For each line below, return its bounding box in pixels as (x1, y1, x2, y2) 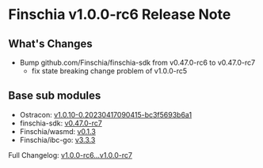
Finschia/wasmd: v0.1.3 (19, 126, 97, 136)
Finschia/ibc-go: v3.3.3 (19, 135, 96, 144)
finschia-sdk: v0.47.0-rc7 (19, 118, 103, 128)
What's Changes (8, 37, 93, 50)
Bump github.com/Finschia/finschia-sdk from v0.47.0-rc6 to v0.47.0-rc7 (19, 58, 256, 67)
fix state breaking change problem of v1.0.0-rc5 (31, 66, 188, 76)
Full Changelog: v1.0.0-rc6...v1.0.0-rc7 (8, 150, 133, 159)
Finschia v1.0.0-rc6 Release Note (8, 6, 231, 24)
